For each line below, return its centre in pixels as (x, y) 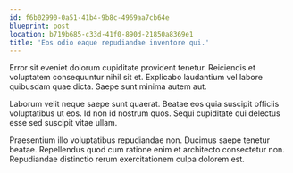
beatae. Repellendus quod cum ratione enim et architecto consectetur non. (147, 150)
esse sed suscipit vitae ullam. (63, 123)
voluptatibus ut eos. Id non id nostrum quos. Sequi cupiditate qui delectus (145, 113)
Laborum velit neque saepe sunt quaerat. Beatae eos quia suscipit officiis (144, 104)
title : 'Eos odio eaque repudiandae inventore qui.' (109, 42)
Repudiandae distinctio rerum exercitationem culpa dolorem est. (127, 159)
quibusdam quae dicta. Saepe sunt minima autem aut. (108, 86)
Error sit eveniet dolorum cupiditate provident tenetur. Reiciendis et (133, 68)
